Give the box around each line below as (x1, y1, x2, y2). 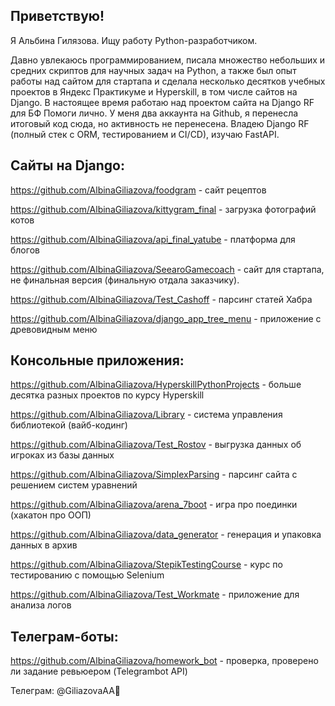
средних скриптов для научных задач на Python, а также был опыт (10, 64, 297, 76)
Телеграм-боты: (10, 628, 119, 645)
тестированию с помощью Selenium (10, 569, 165, 581)
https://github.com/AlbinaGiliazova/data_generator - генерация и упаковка (10, 529, 322, 541)
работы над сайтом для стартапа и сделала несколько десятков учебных (10, 75, 326, 87)
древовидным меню (10, 323, 98, 335)
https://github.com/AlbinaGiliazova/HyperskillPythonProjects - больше (10, 379, 302, 391)
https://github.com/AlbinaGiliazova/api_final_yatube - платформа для (10, 233, 296, 245)
